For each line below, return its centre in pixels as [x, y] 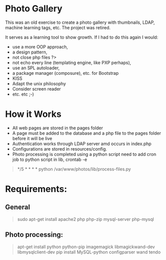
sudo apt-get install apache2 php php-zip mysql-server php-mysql [86, 219]
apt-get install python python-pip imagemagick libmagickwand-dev [86, 247]
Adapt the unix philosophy [39, 83]
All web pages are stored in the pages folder [57, 128]
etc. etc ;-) [23, 94]
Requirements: [36, 189]
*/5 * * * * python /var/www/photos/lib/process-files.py [74, 169]
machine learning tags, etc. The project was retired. [58, 27]
